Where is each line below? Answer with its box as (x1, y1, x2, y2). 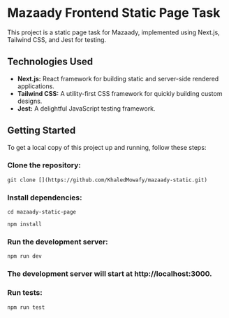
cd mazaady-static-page (7, 209, 77, 216)
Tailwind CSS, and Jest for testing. (7, 35, 107, 43)
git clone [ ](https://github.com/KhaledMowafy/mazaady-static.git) (7, 177, 208, 184)
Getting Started (7, 125, 76, 137)
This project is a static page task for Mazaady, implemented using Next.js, (7, 28, 220, 36)
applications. (17, 82, 54, 90)
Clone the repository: (7, 160, 82, 170)
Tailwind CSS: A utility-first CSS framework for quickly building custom (17, 89, 223, 97)
